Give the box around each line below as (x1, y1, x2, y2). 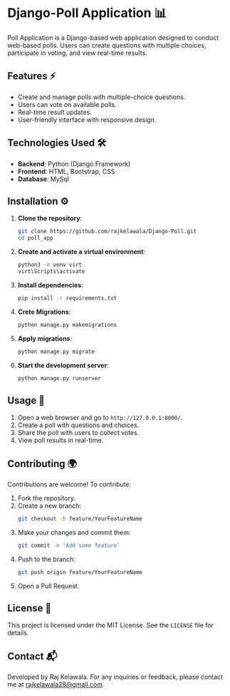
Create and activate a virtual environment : (17, 247, 146, 256)
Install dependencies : (17, 280, 83, 289)
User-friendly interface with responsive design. (17, 115, 157, 124)
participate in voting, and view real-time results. (7, 48, 147, 57)
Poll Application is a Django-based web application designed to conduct (7, 33, 219, 42)
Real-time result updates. (17, 108, 93, 116)
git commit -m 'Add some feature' (17, 542, 120, 549)
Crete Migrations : (17, 307, 71, 316)
